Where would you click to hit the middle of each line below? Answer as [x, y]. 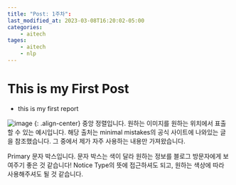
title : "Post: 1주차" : [39, 14]
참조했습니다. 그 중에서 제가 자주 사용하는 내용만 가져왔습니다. [100, 141]
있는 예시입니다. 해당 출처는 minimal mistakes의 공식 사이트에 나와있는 [120, 132]
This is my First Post [68, 89]
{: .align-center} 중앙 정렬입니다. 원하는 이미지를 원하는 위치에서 [124, 123]
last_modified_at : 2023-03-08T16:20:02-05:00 [76, 21]
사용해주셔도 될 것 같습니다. [45, 174]
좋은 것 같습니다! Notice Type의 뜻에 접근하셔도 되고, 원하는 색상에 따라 [125, 165]
